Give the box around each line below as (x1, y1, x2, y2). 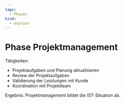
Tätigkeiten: (5, 58, 29, 64)
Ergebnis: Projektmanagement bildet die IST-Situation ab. (5, 92, 121, 98)
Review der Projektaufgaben (12, 73, 70, 79)
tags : (5, 7, 16, 12)
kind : (5, 16, 16, 21)
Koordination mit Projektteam (12, 83, 71, 89)
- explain (9, 21, 29, 26)
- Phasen (9, 12, 27, 17)
